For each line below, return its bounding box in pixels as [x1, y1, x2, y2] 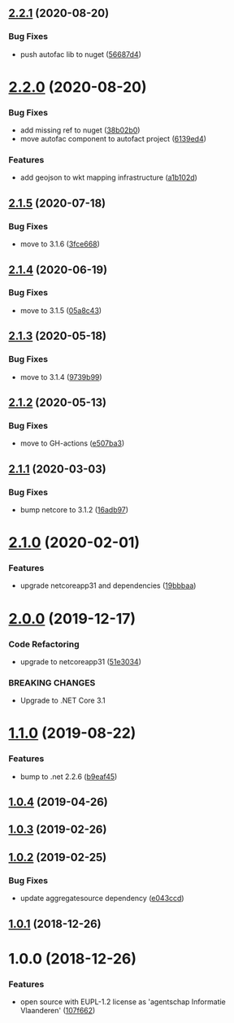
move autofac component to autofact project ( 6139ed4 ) [19, 134, 207, 144]
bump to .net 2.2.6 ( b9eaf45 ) [19, 772, 118, 781]
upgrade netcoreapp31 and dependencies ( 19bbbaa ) [19, 581, 197, 590]
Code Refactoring [8, 638, 80, 650]
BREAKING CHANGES [8, 677, 96, 688]
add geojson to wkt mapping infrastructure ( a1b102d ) [19, 172, 197, 182]
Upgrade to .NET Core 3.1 [19, 695, 106, 706]
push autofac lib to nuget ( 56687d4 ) [19, 49, 142, 59]
